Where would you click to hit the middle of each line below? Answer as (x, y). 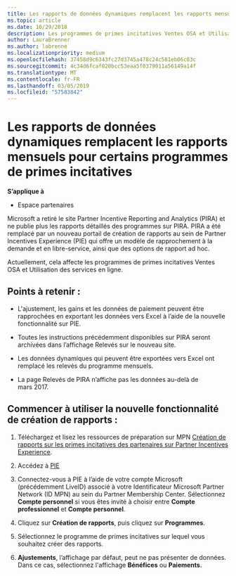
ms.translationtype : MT (42, 72)
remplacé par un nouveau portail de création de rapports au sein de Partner (117, 233)
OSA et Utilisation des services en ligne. (65, 270)
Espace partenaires (46, 205)
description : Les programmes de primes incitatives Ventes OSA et (106, 33)
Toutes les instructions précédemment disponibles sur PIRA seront (114, 337)
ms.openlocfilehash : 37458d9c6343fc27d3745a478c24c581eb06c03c (102, 60)
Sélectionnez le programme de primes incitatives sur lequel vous (111, 536)
